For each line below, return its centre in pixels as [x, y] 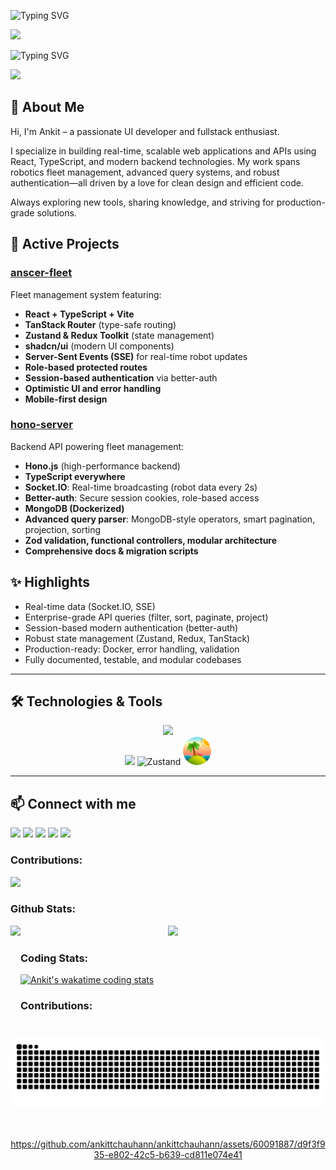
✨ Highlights [50, 582]
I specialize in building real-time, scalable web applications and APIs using [163, 151]
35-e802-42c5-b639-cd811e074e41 [168, 1154]
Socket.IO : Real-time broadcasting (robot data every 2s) [141, 487]
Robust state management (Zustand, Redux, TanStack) [137, 638]
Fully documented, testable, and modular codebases [133, 659]
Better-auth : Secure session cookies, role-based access [142, 497]
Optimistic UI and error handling [93, 388]
